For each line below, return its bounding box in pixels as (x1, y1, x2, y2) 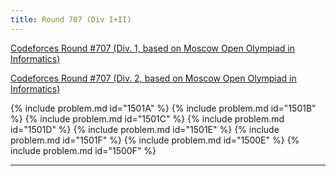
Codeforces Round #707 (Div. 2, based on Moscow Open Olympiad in (10, 72, 297, 84)
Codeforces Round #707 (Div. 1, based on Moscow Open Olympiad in (10, 42, 295, 54)
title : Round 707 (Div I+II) (10, 14, 132, 25)
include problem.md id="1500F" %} (10, 144, 157, 156)
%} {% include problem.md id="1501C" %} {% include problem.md (10, 112, 285, 125)
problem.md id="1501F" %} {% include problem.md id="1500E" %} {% (10, 134, 300, 146)
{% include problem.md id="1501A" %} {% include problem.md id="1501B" (10, 102, 317, 114)
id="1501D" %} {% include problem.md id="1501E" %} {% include (10, 123, 280, 135)
